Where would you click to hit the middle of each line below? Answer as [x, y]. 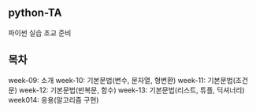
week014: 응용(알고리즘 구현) [54, 99]
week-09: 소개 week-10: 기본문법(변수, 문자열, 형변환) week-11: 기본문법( [122, 80]
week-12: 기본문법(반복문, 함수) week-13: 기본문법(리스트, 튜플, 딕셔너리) [132, 90]
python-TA [35, 13]
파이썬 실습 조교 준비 [40, 33]
